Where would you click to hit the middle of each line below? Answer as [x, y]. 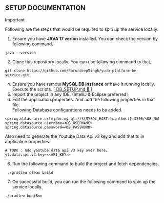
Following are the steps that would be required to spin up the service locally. [82, 29]
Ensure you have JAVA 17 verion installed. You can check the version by [85, 38]
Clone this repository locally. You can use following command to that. [82, 62]
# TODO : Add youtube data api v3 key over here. [57, 150]
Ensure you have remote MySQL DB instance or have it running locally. [83, 84]
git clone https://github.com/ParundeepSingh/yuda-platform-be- [72, 71]
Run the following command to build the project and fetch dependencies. [85, 164]
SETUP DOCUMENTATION [45, 8]
